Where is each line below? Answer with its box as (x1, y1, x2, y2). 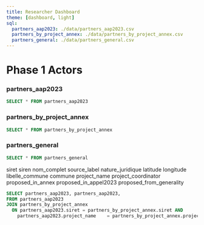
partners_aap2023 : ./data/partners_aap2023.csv (12, 25, 135, 32)
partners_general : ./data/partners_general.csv (12, 37, 135, 43)
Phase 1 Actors (6, 63, 83, 77)
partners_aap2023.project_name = (17, 213, 110, 219)
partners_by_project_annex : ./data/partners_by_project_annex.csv (12, 32, 183, 38)
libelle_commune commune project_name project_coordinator (6, 172, 161, 180)
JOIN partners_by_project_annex (6, 201, 88, 208)
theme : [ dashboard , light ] (6, 15, 75, 21)
